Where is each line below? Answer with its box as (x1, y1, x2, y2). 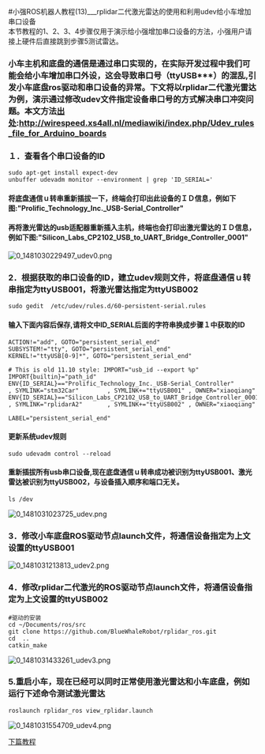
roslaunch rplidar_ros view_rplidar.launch (8, 707, 154, 714)
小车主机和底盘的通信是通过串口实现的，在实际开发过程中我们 (8, 58, 243, 69)
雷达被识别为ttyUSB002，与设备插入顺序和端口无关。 (8, 477, 184, 487)
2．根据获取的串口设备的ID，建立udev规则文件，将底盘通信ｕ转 (8, 272, 251, 283)
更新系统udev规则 (8, 432, 67, 441)
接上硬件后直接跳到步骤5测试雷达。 (8, 36, 124, 46)
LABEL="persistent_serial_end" (8, 414, 111, 422)
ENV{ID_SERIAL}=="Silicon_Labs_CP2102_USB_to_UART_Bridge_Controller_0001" (8, 394, 263, 402)
